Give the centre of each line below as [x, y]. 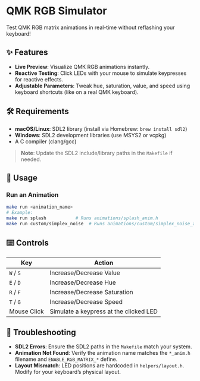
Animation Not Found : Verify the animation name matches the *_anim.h [102, 353]
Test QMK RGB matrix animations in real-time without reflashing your [90, 27]
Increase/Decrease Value [85, 273]
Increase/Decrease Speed [86, 301]
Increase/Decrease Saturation [92, 292]
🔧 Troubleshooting [41, 332]
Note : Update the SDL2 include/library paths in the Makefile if [96, 153]
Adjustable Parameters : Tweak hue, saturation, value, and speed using [102, 86]
